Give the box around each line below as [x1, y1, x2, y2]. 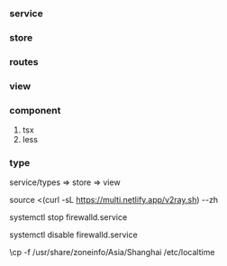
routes [9, 55, 39, 68]
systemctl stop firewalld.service [9, 212, 128, 223]
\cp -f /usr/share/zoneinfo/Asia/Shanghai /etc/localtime [9, 247, 215, 258]
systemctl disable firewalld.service [9, 229, 138, 241]
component [9, 104, 61, 116]
